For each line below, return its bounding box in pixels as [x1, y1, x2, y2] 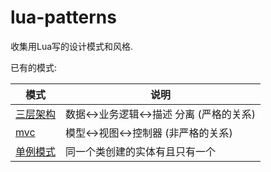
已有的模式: [10, 61, 58, 73]
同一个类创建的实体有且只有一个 [65, 144, 217, 158]
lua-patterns [10, 6, 117, 29]
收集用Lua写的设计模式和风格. [10, 40, 134, 52]
